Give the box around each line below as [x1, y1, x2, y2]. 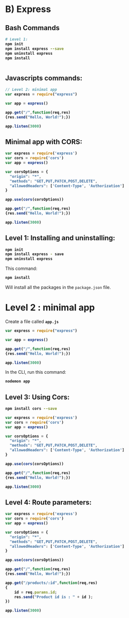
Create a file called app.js [5, 319, 59, 325]
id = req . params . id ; [14, 589, 57, 595]
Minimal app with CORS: [5, 137, 83, 146]
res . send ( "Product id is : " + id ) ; [14, 594, 93, 599]
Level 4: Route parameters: [5, 498, 92, 506]
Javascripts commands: [5, 74, 83, 82]
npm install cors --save [5, 406, 57, 411]
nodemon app [5, 379, 30, 384]
